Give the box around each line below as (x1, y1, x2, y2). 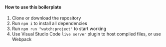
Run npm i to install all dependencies (11, 20, 88, 26)
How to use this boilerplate (4, 4, 62, 10)
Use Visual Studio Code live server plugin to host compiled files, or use (11, 31, 162, 37)
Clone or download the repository (11, 15, 81, 21)
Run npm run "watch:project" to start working (11, 25, 107, 32)
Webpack (11, 36, 32, 42)
